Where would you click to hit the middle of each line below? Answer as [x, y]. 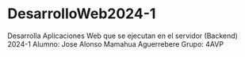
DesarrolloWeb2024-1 [82, 14]
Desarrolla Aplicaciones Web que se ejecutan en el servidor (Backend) [123, 36]
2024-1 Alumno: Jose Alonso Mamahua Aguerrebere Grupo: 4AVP [115, 44]
